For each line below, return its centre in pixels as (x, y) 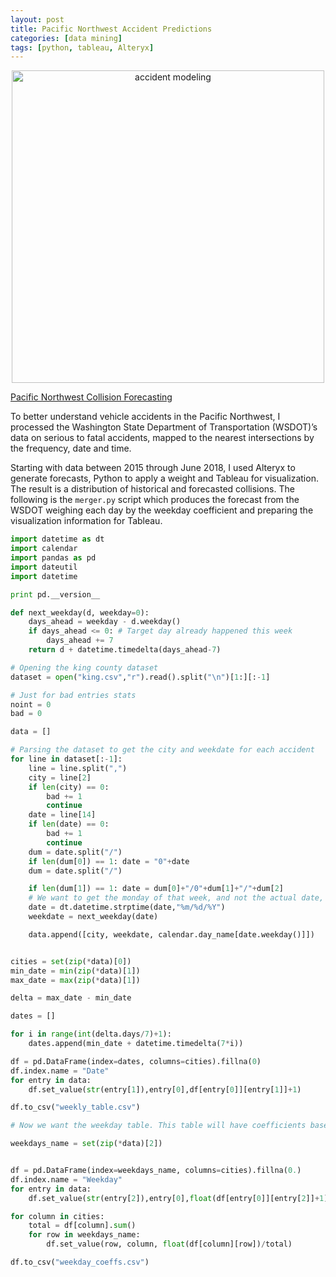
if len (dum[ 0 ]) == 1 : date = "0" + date (109, 861)
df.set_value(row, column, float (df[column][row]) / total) (169, 1244)
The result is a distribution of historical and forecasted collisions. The (152, 489)
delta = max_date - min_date (71, 998)
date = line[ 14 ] (62, 815)
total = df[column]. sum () (82, 1226)
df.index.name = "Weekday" (66, 1179)
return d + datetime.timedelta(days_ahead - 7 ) (125, 650)
